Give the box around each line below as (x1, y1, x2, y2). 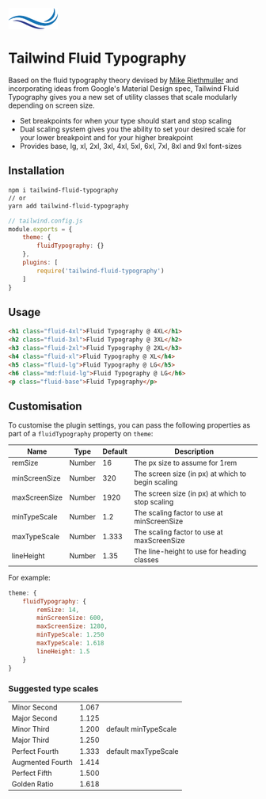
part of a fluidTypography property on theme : (8, 429, 154, 439)
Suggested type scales (8, 683, 99, 694)
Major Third (11, 736, 50, 745)
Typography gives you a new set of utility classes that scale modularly (8, 92, 237, 101)
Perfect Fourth (11, 746, 59, 755)
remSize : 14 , (36, 606, 80, 614)
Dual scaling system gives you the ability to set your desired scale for (19, 124, 247, 134)
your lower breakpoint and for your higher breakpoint (19, 132, 194, 142)
